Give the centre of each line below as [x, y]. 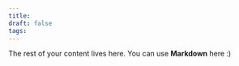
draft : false [30, 23]
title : [19, 16]
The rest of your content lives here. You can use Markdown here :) [120, 54]
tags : [17, 31]
